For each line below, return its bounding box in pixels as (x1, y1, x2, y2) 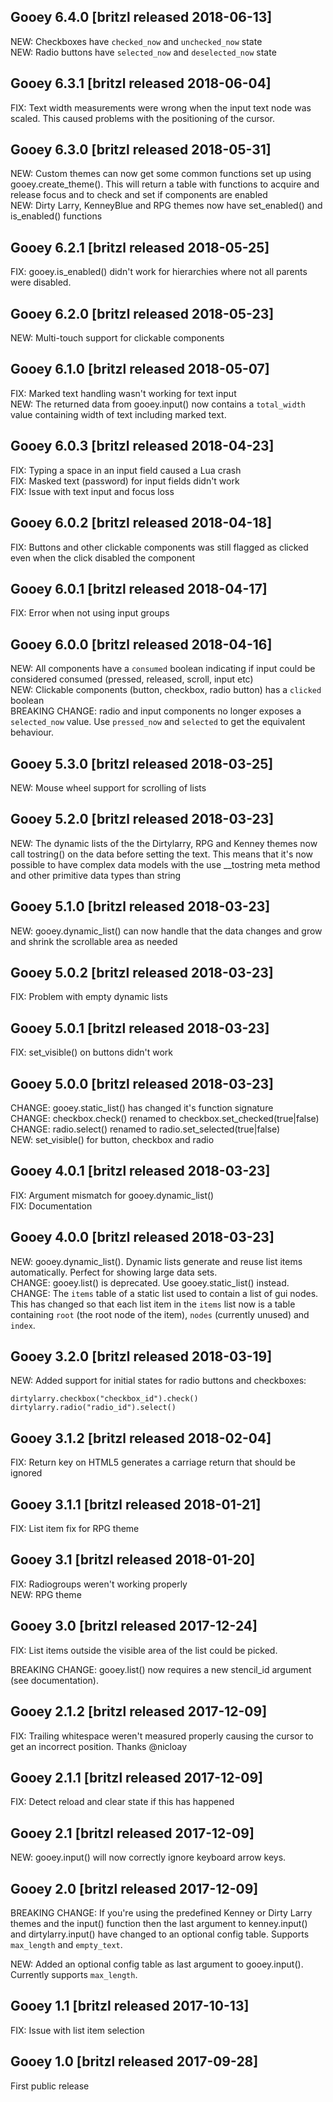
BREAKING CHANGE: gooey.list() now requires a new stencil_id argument (10, 1663, 312, 1675)
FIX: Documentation (10, 1200, 93, 1212)
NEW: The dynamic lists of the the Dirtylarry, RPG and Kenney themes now (10, 837, 318, 849)
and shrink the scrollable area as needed (10, 935, 178, 947)
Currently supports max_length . (10, 1968, 138, 1980)
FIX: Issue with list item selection (10, 2024, 145, 2036)
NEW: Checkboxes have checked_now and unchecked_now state (10, 35, 263, 47)
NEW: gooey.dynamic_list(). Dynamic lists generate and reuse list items (10, 1255, 303, 1267)
